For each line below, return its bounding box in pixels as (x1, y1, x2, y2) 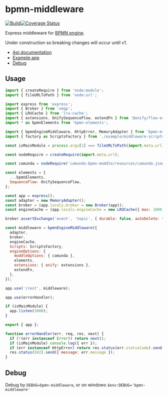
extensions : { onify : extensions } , (14, 262, 91, 268)
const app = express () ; (5, 193, 55, 198)
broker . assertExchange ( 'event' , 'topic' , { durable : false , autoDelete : (5, 216, 160, 221)
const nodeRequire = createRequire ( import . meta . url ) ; (5, 152, 120, 157)
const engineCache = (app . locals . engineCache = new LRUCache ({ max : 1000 (5, 207, 162, 212)
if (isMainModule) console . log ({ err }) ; (9, 340, 97, 346)
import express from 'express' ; (5, 101, 72, 106)
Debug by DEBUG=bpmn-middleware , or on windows (5, 381, 106, 387)
